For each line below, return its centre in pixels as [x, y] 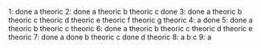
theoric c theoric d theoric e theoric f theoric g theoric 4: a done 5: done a [130, 20]
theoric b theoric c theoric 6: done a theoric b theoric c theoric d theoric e [130, 28]
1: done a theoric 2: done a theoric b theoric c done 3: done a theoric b [125, 12]
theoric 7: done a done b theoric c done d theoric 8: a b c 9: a [110, 37]
